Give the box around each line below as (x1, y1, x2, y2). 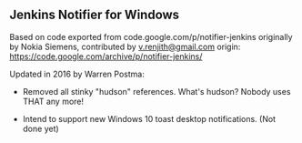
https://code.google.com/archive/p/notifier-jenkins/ (9, 50, 203, 62)
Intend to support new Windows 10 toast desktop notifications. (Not (22, 113, 276, 124)
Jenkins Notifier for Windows (9, 7, 180, 23)
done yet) (22, 123, 59, 134)
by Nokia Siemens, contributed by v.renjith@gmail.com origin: (9, 41, 241, 52)
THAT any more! (22, 96, 85, 107)
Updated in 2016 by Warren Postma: (9, 68, 146, 79)
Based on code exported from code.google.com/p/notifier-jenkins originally (9, 31, 293, 42)
